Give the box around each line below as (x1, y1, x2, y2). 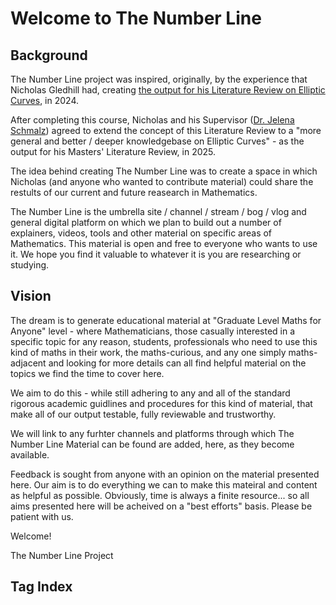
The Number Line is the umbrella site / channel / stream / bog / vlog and (10, 206, 307, 217)
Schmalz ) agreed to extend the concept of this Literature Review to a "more (10, 125, 322, 136)
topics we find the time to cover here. (10, 367, 165, 379)
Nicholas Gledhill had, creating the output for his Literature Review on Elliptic (10, 84, 326, 96)
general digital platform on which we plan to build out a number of (10, 217, 282, 228)
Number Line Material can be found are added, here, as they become (10, 438, 295, 450)
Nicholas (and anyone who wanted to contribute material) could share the (10, 176, 314, 187)
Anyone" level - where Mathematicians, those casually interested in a (10, 325, 296, 337)
